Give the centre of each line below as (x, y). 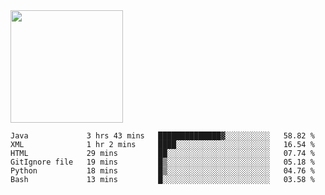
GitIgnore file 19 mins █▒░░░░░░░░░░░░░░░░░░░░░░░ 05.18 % (162, 162)
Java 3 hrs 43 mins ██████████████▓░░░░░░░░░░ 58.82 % (162, 136)
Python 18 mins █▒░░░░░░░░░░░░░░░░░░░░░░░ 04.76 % (162, 171)
